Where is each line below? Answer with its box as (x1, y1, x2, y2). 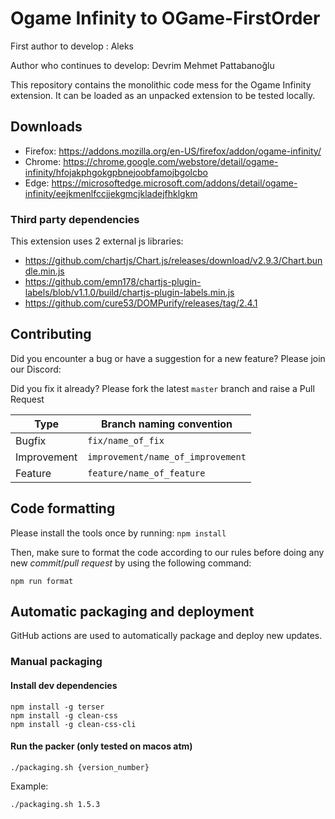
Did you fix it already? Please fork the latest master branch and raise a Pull (10, 382, 315, 394)
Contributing (10, 326, 92, 343)
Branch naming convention (101, 417, 233, 431)
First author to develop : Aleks (10, 40, 134, 52)
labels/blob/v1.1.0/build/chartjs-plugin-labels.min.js (24, 287, 235, 299)
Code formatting (10, 500, 116, 517)
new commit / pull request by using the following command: (10, 557, 252, 569)
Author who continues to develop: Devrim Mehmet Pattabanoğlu (10, 59, 275, 71)
